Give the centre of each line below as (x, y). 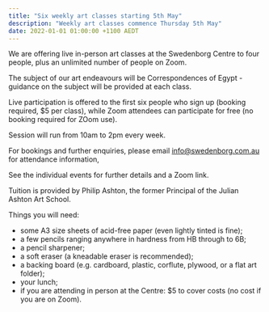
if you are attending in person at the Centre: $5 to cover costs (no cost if (141, 291)
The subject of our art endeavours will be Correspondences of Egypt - (126, 78)
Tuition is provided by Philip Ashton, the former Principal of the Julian (124, 191)
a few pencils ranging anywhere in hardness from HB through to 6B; (133, 239)
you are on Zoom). (51, 299)
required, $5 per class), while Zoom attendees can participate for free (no (131, 111)
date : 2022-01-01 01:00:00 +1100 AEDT (74, 31)
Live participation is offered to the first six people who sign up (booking (127, 103)
